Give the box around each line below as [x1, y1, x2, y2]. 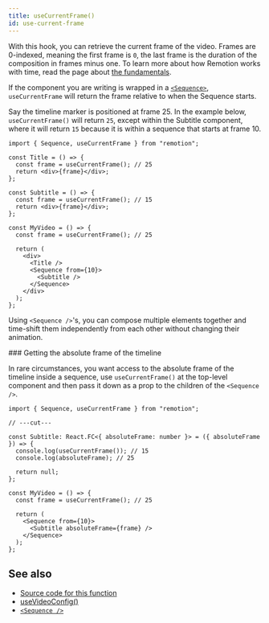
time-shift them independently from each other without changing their [8, 323, 240, 334]
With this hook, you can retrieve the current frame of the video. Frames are [8, 41, 256, 51]
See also [8, 567, 52, 580]
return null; [15, 468, 59, 476]
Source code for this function [19, 588, 117, 598]
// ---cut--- [8, 419, 52, 427]
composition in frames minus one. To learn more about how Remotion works [8, 58, 261, 68]
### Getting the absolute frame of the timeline [8, 347, 162, 358]
